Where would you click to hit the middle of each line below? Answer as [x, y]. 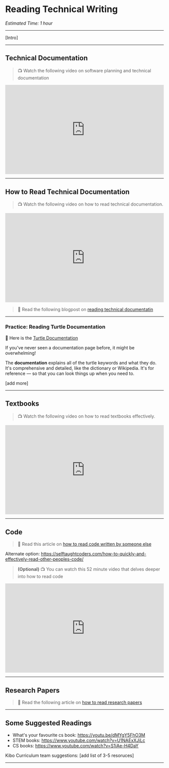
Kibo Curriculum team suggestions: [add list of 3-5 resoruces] [70, 755]
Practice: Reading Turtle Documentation [55, 327]
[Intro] [12, 37]
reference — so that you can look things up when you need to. [70, 373]
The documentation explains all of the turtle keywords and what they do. [81, 362]
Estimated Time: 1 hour [29, 23]
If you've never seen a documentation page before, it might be [70, 347]
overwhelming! [21, 353]
